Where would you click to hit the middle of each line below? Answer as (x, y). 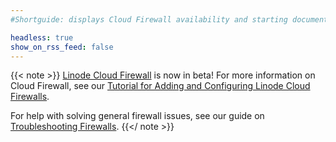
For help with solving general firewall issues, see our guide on (137, 116)
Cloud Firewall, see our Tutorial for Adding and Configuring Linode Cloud (160, 86)
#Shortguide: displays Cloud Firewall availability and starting (149, 19)
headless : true (42, 37)
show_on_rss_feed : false (62, 47)
